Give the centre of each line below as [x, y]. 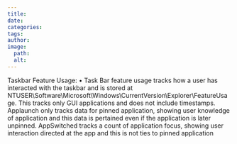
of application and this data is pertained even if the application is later [109, 118]
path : [22, 54]
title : [17, 14]
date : [15, 21]
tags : [15, 34]
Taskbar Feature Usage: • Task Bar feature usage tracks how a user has [112, 80]
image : [17, 47]
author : [19, 40]
